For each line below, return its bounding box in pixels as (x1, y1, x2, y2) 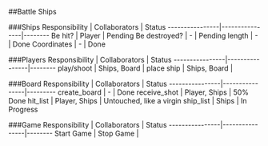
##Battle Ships (8, 7, 58, 16)
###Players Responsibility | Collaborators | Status (8, 55, 172, 64)
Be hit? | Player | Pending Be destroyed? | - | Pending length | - (50, 31, 258, 40)
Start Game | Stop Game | (54, 128, 139, 138)
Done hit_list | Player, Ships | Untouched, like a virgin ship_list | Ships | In (8, 96, 247, 105)
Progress (8, 104, 38, 114)
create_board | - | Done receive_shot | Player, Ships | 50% (57, 87, 250, 97)
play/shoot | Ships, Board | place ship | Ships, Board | (57, 63, 234, 73)
